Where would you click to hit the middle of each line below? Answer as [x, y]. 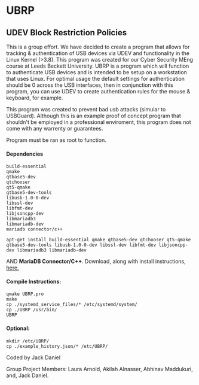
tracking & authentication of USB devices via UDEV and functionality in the [98, 53]
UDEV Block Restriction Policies [67, 33]
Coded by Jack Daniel [33, 357]
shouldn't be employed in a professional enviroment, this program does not [99, 122]
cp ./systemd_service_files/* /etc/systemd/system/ [72, 305]
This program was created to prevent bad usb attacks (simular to [86, 109]
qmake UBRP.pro [25, 294]
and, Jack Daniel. [27, 375]
